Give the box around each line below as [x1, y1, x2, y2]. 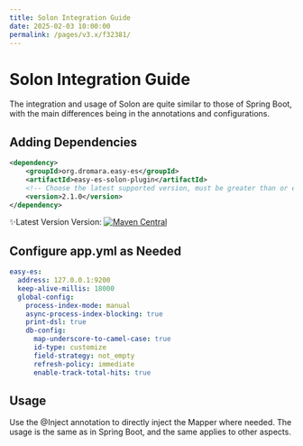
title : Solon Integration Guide [9, 13, 131, 23]
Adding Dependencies [9, 135, 138, 150]
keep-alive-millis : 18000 [17, 283, 115, 293]
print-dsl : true [25, 318, 87, 327]
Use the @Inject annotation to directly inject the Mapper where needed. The [9, 417, 292, 428]
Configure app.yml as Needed [9, 243, 182, 258]
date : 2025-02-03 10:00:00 [9, 22, 111, 31]
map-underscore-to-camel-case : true [32, 335, 171, 344]
